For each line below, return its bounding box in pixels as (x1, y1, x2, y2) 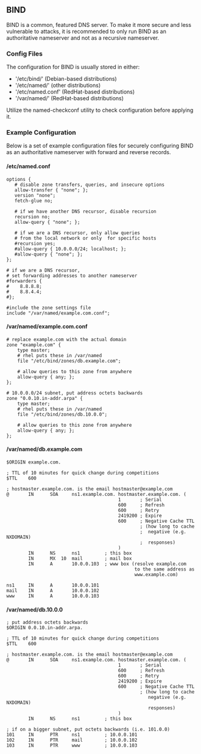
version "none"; (14, 192, 56, 198)
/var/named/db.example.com (6, 446, 83, 453)
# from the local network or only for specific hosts (14, 235, 157, 241)
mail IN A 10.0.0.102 (6, 588, 99, 594)
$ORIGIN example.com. (6, 459, 62, 465)
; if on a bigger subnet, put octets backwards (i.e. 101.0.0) (6, 726, 171, 733)
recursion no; (14, 213, 51, 220)
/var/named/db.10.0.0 (6, 605, 63, 613)
